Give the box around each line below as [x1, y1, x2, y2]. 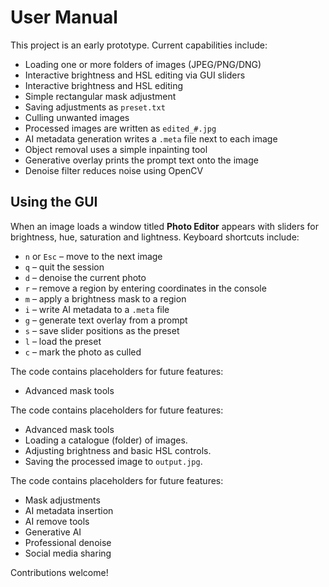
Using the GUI [10, 194, 98, 211]
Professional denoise [24, 536, 112, 548]
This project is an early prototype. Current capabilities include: [10, 39, 268, 51]
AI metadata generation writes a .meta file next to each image [24, 132, 278, 145]
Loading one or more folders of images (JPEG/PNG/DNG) [24, 58, 262, 70]
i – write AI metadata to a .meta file [24, 303, 170, 315]
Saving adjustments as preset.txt [24, 101, 166, 113]
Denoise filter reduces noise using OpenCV [24, 164, 204, 176]
